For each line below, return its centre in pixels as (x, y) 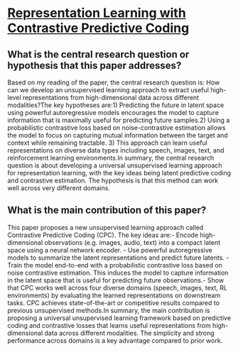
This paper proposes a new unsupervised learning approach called (106, 227)
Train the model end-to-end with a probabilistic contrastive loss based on (115, 265)
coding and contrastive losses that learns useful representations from (109, 325)
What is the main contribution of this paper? (107, 210)
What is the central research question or (98, 54)
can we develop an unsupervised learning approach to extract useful (108, 90)
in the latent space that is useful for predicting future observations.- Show (116, 280)
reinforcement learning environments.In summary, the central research (111, 158)
